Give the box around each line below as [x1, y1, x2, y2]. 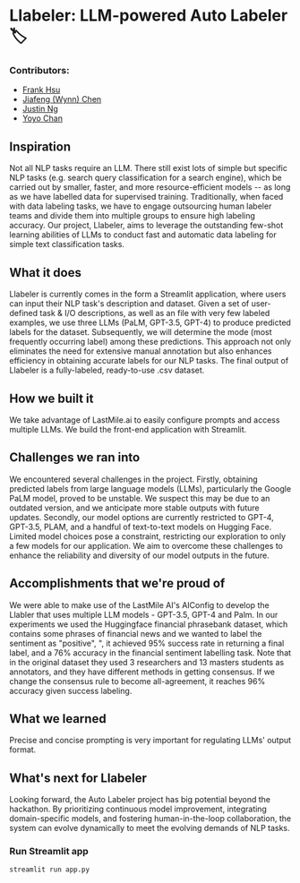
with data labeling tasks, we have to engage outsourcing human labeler [9, 201, 272, 211]
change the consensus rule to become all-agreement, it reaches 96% [9, 675, 266, 686]
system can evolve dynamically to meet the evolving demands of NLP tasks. [9, 823, 290, 834]
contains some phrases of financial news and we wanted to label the [9, 628, 262, 639]
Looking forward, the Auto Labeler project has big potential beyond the [9, 794, 271, 805]
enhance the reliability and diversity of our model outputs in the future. [9, 550, 270, 561]
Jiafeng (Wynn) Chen [21, 94, 102, 105]
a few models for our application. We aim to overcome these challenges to [9, 540, 284, 551]
